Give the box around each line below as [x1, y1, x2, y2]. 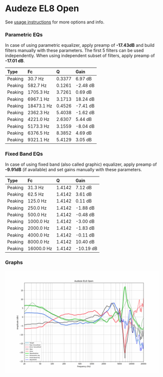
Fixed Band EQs [5, 150, 43, 157]
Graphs [5, 259, 23, 266]
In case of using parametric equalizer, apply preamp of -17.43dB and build [5, 42, 155, 48]
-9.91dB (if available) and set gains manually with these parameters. [5, 167, 143, 173]
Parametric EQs [5, 31, 43, 38]
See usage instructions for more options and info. [5, 19, 105, 25]
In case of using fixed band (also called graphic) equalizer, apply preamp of [5, 161, 157, 167]
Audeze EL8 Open [5, 3, 79, 14]
